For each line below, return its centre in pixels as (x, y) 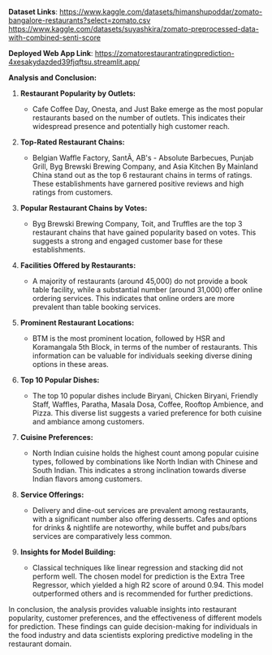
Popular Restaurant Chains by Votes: (84, 208)
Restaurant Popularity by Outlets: (78, 93)
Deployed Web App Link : (51, 53)
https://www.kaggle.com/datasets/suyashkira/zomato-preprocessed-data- (134, 29)
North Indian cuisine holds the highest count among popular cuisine (146, 453)
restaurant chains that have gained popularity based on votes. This (144, 232)
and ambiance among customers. (88, 422)
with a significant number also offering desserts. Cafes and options (145, 519)
